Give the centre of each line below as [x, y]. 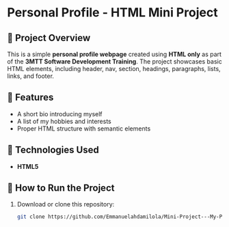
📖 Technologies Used [53, 150]
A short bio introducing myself [59, 113]
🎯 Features [30, 97]
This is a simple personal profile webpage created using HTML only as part [114, 54]
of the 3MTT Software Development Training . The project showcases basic [114, 62]
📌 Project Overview [49, 38]
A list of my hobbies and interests [64, 121]
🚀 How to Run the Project [61, 188]
